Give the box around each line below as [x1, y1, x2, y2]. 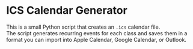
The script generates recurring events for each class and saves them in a [6, 29, 188, 36]
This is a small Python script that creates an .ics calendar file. [6, 23, 161, 30]
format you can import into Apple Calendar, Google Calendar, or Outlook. [6, 36, 186, 43]
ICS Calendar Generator [6, 4, 127, 17]
